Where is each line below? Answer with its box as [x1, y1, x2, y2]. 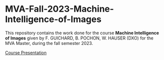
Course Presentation [5, 50, 47, 56]
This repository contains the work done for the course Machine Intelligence [5, 30, 160, 36]
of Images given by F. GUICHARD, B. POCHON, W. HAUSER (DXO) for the [5, 35, 154, 41]
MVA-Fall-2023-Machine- [5, 3, 114, 15]
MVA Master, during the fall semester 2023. [5, 40, 93, 46]
